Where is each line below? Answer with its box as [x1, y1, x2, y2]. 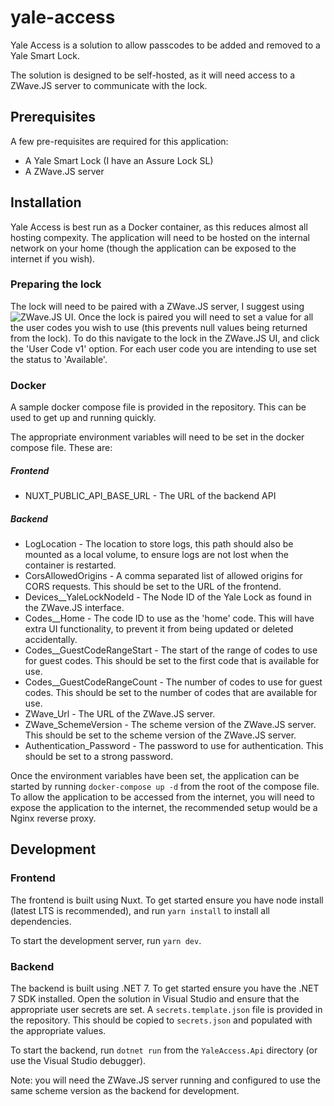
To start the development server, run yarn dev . [10, 934, 202, 946]
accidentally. [24, 634, 78, 646]
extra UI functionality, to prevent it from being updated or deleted [24, 623, 294, 635]
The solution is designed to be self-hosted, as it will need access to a [10, 69, 296, 81]
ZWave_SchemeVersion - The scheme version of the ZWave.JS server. [24, 719, 317, 731]
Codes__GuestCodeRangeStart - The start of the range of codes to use [24, 644, 318, 656]
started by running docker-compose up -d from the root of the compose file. [10, 781, 320, 793]
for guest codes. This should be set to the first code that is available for [24, 655, 320, 667]
